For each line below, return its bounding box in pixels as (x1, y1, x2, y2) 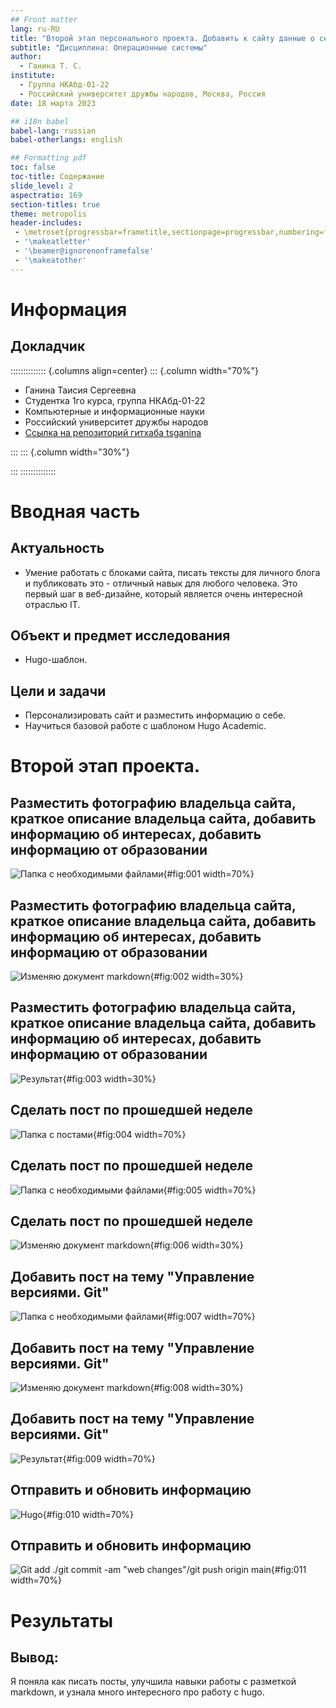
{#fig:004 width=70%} (92, 1128, 187, 1140)
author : (10, 52, 43, 62)
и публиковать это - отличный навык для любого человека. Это (24, 577, 298, 589)
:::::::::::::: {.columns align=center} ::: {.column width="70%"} (10, 364, 259, 376)
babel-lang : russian (10, 126, 97, 136)
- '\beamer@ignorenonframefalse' (14, 246, 155, 256)
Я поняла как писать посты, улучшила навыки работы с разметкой (10, 1676, 297, 1688)
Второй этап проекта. (10, 755, 201, 778)
